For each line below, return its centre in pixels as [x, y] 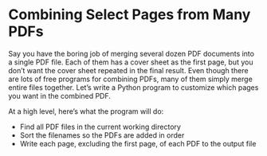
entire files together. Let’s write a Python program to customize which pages [133, 87]
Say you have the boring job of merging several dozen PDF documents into [132, 53]
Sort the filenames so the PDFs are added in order [102, 135]
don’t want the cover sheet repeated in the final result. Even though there [128, 70]
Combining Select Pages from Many [130, 15]
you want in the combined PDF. [60, 96]
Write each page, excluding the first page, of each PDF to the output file [138, 143]
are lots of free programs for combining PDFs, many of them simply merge [130, 79]
